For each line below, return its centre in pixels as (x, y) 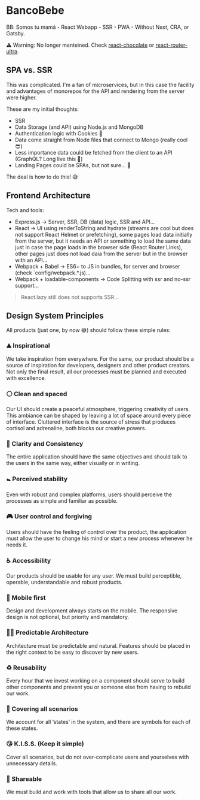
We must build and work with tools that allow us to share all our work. (92, 792)
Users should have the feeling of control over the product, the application (96, 532)
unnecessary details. (32, 763)
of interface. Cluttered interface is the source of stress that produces (91, 422)
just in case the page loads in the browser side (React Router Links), (99, 247)
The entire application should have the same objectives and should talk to (97, 457)
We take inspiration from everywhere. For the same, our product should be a (100, 359)
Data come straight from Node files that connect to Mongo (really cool (101, 140)
